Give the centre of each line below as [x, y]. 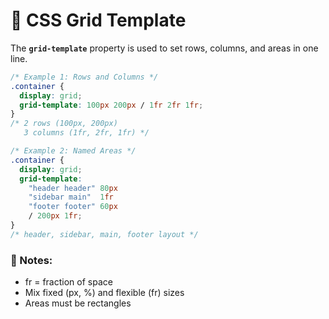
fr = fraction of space [68, 282]
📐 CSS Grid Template [98, 20]
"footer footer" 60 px [73, 207]
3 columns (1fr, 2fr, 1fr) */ [86, 133]
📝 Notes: [31, 260]
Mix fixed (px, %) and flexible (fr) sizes [104, 293]
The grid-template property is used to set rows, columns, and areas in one [164, 48]
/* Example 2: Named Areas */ [73, 151]
